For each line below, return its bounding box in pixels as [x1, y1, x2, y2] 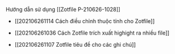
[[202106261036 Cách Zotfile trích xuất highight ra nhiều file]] [14, 29, 170, 36]
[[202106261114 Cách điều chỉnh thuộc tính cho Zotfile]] [14, 18, 155, 24]
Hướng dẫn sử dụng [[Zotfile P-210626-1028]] [5, 6, 121, 13]
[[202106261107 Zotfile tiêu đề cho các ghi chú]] [14, 41, 136, 48]
